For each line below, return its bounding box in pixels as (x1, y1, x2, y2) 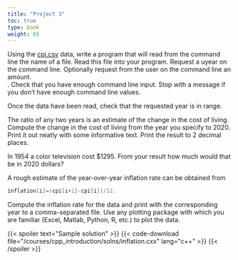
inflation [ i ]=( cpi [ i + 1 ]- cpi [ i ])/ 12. (7, 187, 116, 195)
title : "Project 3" (7, 10, 66, 18)
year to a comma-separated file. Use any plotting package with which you (7, 208, 224, 216)
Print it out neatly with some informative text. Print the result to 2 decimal (7, 131, 222, 139)
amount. (7, 73, 32, 81)
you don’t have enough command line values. (7, 88, 141, 96)
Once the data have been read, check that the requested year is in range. (7, 101, 222, 111)
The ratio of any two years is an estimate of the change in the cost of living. (7, 116, 229, 124)
